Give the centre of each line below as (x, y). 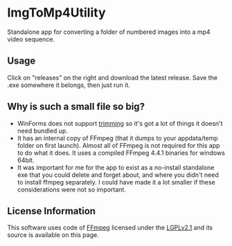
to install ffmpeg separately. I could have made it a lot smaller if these (116, 182)
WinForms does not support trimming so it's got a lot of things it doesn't (120, 123)
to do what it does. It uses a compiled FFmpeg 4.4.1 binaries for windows (121, 153)
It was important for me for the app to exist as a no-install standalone (116, 167)
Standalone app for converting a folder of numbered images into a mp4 (109, 32)
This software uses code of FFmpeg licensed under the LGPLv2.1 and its (110, 228)
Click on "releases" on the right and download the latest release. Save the (113, 77)
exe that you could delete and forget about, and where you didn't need (118, 175)
